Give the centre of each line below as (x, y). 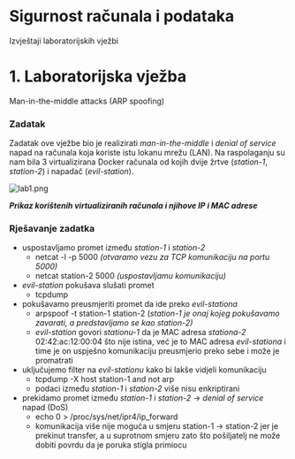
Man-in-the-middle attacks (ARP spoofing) (87, 101)
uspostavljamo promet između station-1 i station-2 (113, 248)
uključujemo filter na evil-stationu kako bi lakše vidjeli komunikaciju (144, 370)
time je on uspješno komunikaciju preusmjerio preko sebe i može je (157, 351)
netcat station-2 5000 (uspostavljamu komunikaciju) (131, 276)
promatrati (54, 361)
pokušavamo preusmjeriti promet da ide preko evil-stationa (130, 304)
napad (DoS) (45, 408)
